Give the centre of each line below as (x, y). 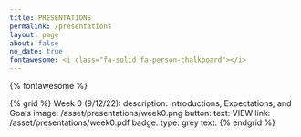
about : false (34, 43)
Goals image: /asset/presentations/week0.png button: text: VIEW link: (140, 113)
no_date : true (36, 52)
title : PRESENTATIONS (51, 18)
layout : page (34, 34)
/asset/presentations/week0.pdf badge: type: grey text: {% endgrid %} (143, 122)
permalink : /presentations (61, 26)
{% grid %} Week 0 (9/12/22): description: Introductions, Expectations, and (150, 103)
